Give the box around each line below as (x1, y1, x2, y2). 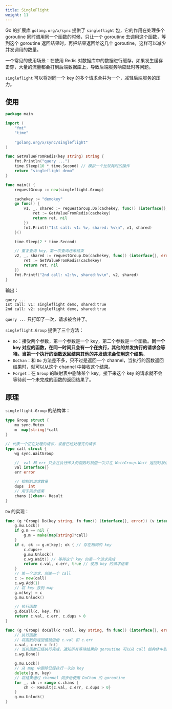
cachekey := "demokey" (14, 196, 63, 202)
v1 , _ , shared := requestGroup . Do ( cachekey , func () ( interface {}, (24, 206, 168, 211)
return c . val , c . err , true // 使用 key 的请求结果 (24, 561, 129, 567)
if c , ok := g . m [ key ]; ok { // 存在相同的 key (14, 542, 112, 548)
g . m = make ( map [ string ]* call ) (24, 533, 88, 538)
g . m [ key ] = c (14, 590, 42, 595)
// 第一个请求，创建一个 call (14, 571, 71, 576)
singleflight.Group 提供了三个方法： (5, 327, 84, 333)
